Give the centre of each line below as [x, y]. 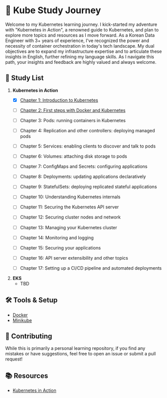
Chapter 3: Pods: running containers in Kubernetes [73, 120]
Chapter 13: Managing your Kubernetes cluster [69, 227]
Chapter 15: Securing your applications [60, 247]
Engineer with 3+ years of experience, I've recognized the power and [77, 41]
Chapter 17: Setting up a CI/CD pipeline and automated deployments [91, 268]
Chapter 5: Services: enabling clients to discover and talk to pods [88, 146]
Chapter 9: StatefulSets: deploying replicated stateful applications [89, 187]
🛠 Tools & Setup [32, 300]
